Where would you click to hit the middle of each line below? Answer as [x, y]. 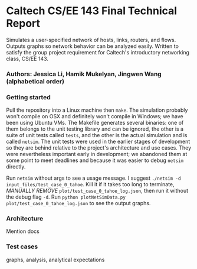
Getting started [29, 97]
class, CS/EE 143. [27, 59]
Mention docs [23, 231]
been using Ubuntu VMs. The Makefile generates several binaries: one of [95, 123]
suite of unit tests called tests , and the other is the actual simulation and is [97, 135]
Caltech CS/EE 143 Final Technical [92, 11]
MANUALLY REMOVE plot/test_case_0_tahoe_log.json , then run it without [97, 191]
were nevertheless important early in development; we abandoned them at [97, 154]
